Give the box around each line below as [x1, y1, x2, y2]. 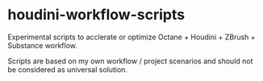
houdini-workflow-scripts [7, 6, 186, 24]
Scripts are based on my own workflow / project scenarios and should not [7, 56, 253, 66]
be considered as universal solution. [7, 64, 128, 74]
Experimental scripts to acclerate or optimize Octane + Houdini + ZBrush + [7, 32, 256, 42]
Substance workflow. [7, 40, 78, 50]
